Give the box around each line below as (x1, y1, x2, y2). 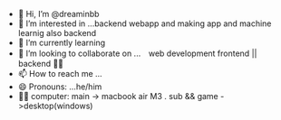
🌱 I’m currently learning (17, 37, 106, 48)
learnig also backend (17, 28, 97, 38)
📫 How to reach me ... (17, 69, 102, 78)
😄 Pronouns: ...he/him (17, 81, 102, 92)
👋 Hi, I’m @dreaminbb (17, 9, 100, 19)
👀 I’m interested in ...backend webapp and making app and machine (17, 18, 272, 29)
